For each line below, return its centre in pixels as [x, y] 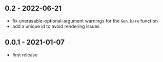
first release [25, 55]
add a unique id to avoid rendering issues [56, 26]
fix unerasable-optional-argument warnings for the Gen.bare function [85, 20]
